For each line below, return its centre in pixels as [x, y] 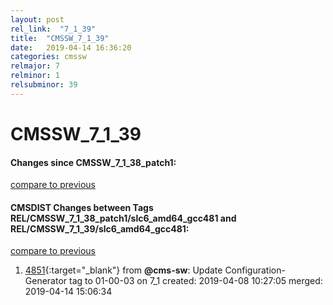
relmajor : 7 [35, 66]
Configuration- [255, 270]
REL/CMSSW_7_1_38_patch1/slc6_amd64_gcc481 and [123, 218]
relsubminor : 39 [44, 85]
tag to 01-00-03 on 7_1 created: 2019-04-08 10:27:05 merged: [196, 281]
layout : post [37, 19]
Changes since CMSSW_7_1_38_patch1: [93, 162]
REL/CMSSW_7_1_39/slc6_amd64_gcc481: [100, 228]
